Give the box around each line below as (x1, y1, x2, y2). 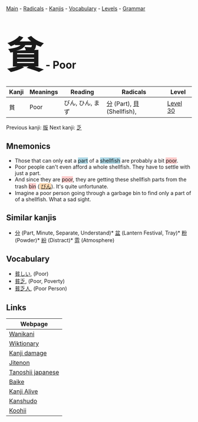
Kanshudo (9, 397, 37, 405)
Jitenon (9, 359, 30, 367)
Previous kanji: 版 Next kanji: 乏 (6, 124, 82, 131)
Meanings (29, 88, 58, 96)
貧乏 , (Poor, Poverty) (14, 278, 65, 285)
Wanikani (9, 330, 35, 338)
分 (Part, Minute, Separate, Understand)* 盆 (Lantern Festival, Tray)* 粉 (14, 229, 187, 236)
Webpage (20, 320, 48, 328)
